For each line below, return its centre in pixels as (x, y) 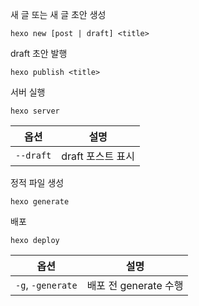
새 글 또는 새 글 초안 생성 (58, 14)
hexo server (35, 111)
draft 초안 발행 (39, 53)
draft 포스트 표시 (98, 156)
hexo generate (40, 202)
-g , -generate (46, 285)
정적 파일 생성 (37, 182)
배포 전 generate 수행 (135, 285)
